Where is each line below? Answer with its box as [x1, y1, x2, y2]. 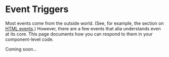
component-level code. [5, 36, 54, 42]
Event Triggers [5, 4, 69, 15]
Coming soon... [5, 46, 37, 52]
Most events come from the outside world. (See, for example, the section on [5, 20, 164, 26]
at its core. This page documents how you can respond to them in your [5, 31, 153, 37]
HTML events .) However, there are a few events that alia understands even [5, 25, 161, 31]
